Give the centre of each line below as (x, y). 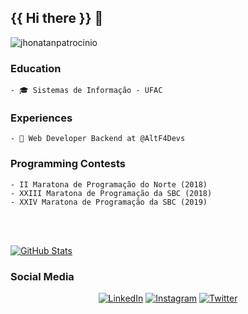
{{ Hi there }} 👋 (57, 18)
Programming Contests (68, 164)
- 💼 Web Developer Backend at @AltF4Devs (98, 139)
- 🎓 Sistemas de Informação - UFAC (86, 91)
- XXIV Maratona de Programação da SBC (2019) (109, 202)
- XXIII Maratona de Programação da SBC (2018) (111, 193)
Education (36, 68)
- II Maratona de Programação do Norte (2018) (109, 184)
